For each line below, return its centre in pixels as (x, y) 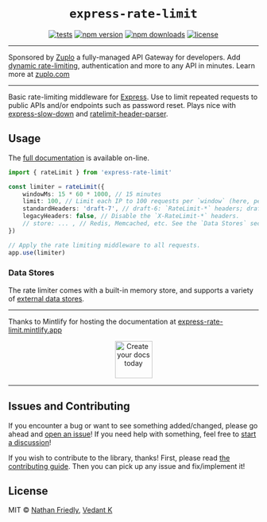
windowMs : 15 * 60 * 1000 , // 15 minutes (92, 194)
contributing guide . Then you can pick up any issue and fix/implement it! (127, 466)
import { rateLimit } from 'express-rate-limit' (90, 172)
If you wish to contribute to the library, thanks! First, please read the (119, 458)
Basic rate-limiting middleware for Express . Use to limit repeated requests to (133, 97)
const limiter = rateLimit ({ (56, 186)
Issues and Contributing (69, 407)
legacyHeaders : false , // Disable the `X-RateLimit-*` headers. (131, 217)
